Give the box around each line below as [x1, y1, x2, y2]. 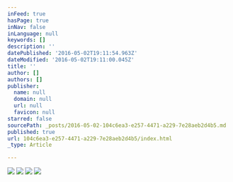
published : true [7, 128, 55, 135]
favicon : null [13, 109, 55, 116]
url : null [13, 102, 42, 109]
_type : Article [7, 142, 52, 149]
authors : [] [7, 75, 42, 83]
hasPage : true [7, 17, 50, 24]
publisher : [7, 83, 40, 90]
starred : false [7, 115, 52, 122]
